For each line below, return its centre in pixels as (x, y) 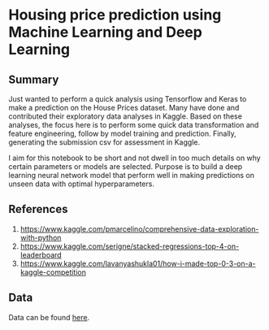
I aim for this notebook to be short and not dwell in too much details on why (135, 158)
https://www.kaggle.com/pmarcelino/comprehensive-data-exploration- (139, 228)
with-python (41, 237)
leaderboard (41, 254)
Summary (34, 79)
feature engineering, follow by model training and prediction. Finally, (123, 133)
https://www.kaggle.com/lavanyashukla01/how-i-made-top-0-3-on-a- (138, 263)
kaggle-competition (53, 272)
